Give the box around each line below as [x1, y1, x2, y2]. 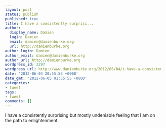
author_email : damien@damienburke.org [5, 53, 85, 58]
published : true [5, 16, 39, 21]
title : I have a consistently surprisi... [5, 21, 94, 26]
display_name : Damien [9, 30, 54, 35]
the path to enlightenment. [5, 118, 59, 124]
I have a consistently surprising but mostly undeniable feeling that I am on [5, 112, 156, 118]
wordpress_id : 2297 [5, 62, 45, 67]
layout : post [5, 7, 32, 12]
